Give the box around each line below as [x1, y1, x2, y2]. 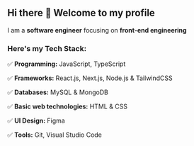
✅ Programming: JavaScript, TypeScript [7, 60, 126, 68]
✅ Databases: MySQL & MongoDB [7, 88, 108, 96]
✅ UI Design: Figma [7, 116, 65, 125]
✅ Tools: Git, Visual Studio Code [7, 130, 103, 139]
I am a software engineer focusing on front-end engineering [7, 26, 187, 34]
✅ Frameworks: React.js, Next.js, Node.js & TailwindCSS [7, 74, 173, 82]
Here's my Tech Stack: [7, 43, 87, 53]
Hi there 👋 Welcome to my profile [7, 7, 156, 19]
